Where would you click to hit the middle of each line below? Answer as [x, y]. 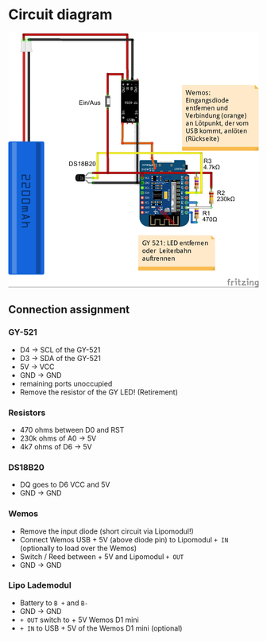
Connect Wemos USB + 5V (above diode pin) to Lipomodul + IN [124, 539]
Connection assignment [69, 310]
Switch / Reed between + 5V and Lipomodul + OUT [102, 556]
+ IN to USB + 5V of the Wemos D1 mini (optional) [101, 628]
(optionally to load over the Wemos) [78, 548]
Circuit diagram [60, 15]
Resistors [27, 413]
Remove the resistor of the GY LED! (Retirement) [99, 392]
